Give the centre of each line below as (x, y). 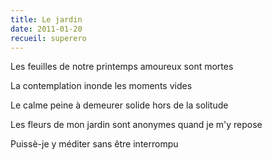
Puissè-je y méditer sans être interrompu (94, 144)
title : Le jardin (46, 19)
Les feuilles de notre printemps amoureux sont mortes (122, 67)
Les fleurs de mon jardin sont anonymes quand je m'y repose (136, 125)
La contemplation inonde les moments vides (101, 86)
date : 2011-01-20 (46, 29)
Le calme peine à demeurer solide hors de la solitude (119, 105)
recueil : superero (48, 38)
